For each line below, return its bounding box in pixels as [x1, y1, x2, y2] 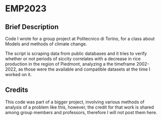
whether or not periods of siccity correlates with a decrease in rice [5, 56, 141, 62]
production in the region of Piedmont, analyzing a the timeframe [5, 61, 135, 67]
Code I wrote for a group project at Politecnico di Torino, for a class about [5, 36, 155, 41]
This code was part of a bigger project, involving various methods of [5, 99, 145, 105]
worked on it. [5, 72, 32, 77]
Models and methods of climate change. [5, 41, 87, 47]
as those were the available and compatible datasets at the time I [18, 66, 151, 72]
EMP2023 [5, 3, 47, 14]
